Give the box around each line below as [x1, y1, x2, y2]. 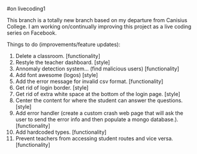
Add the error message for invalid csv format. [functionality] [15, 78, 164, 85]
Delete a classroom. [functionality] [15, 53, 100, 59]
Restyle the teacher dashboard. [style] [15, 59, 110, 66]
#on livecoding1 [7, 5, 45, 12]
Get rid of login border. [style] [15, 84, 89, 91]
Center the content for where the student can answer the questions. [15, 97, 183, 104]
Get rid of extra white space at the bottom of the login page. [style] [15, 91, 181, 97]
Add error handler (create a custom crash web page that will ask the [15, 110, 184, 116]
